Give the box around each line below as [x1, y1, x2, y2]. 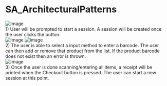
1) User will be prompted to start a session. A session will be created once [5, 26, 162, 32]
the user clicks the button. [5, 31, 61, 37]
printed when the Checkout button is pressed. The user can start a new [5, 69, 157, 75]
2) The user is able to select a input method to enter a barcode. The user [5, 42, 159, 48]
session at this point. [5, 75, 49, 81]
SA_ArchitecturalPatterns [5, 4, 117, 15]
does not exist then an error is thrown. [5, 53, 86, 59]
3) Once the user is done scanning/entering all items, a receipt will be [5, 64, 153, 70]
